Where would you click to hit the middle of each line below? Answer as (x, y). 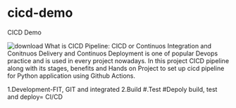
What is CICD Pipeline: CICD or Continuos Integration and (128, 46)
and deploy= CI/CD (35, 97)
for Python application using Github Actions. (72, 76)
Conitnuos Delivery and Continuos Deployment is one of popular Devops (113, 53)
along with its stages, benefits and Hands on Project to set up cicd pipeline (116, 68)
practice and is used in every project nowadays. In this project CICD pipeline (118, 60)
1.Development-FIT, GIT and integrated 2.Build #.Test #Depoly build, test (112, 89)
